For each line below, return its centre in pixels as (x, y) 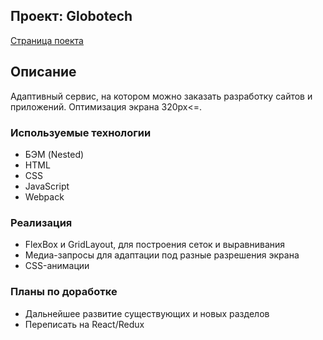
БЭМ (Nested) (54, 154)
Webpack (44, 196)
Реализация (41, 222)
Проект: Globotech (71, 16)
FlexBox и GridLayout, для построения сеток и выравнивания (155, 245)
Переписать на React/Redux (84, 324)
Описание (43, 72)
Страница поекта (47, 40)
